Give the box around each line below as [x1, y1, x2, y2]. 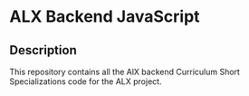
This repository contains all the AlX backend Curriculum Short [9, 66, 240, 77]
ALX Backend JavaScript [9, 6, 201, 27]
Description [9, 43, 77, 58]
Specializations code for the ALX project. [9, 76, 162, 87]
